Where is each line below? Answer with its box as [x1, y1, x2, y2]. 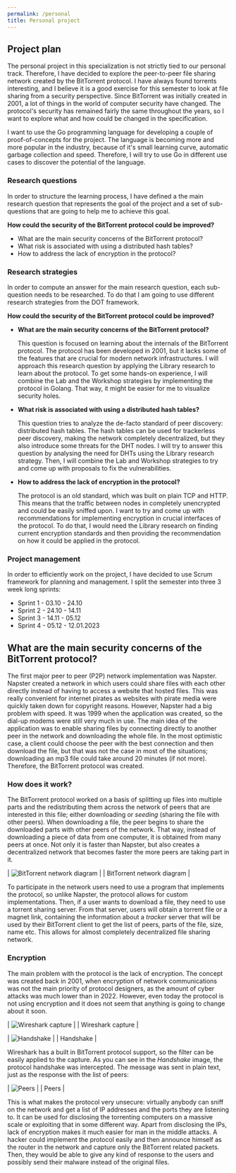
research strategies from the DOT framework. [7, 297, 139, 306]
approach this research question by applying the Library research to [17, 361, 216, 370]
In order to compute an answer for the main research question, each [7, 283, 206, 291]
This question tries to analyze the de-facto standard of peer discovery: [17, 418, 223, 428]
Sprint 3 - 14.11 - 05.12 [17, 614, 81, 623]
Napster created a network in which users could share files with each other [7, 679, 225, 688]
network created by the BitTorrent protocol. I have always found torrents [7, 77, 217, 86]
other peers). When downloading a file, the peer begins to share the [7, 818, 204, 827]
